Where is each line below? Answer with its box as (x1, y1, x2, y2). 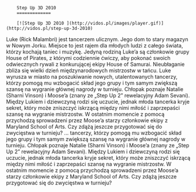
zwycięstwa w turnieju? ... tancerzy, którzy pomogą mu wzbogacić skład (6, 129, 182, 136)
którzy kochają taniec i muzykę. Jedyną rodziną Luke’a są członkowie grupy (6, 48, 190, 55)
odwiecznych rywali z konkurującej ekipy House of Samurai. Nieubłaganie (6, 61, 185, 68)
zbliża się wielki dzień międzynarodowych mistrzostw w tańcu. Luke (6, 67, 171, 74)
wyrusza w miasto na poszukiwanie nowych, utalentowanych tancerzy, (6, 73, 178, 80)
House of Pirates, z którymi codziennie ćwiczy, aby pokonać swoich (6, 55, 171, 61)
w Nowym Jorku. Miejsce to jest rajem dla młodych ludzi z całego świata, (6, 42, 183, 49)
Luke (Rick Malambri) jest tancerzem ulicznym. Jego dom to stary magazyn (6, 36, 189, 43)
